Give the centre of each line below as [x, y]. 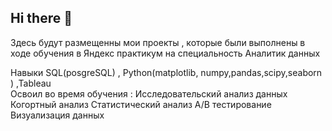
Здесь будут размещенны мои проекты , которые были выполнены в [158, 42]
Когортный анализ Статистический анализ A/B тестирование [141, 104]
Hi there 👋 [41, 18]
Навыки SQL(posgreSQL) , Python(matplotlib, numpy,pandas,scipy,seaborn [166, 72]
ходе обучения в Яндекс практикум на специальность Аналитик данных [165, 53]
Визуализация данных [57, 115]
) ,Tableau [31, 83]
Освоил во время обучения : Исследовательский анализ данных [149, 93]
